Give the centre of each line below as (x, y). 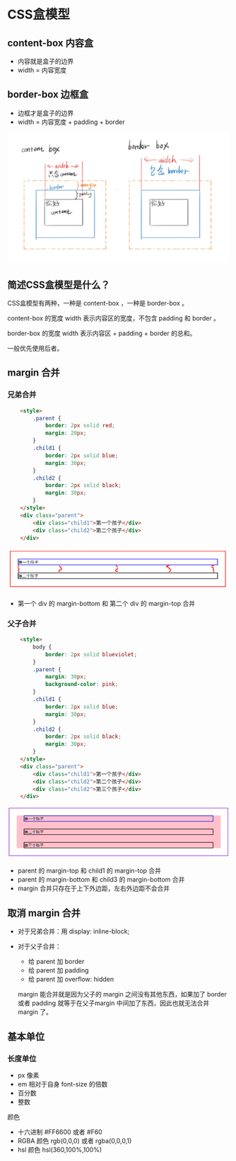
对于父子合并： (39, 946)
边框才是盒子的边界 (46, 113)
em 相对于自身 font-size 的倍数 (63, 1084)
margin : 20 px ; (66, 433)
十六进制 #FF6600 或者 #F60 (60, 1132)
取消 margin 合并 (44, 913)
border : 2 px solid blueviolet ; (91, 654)
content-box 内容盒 (51, 43)
